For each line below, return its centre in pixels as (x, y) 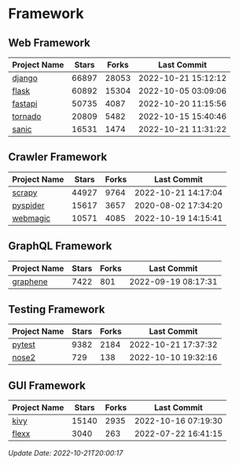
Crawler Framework (58, 157)
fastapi (25, 103)
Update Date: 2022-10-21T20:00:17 (66, 453)
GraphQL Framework (60, 246)
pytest (24, 345)
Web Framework (49, 43)
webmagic (31, 218)
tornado (27, 116)
